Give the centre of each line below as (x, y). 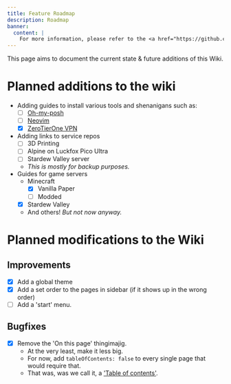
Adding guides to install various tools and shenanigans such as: (107, 106)
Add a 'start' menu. (44, 304)
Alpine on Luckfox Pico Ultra (68, 151)
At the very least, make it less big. (75, 351)
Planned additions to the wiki (91, 86)
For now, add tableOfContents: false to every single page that (117, 358)
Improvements (39, 265)
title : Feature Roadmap (41, 13)
